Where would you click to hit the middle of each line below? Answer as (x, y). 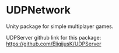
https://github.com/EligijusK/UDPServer (54, 44)
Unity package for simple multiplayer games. (60, 26)
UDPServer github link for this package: (54, 37)
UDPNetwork (38, 10)
